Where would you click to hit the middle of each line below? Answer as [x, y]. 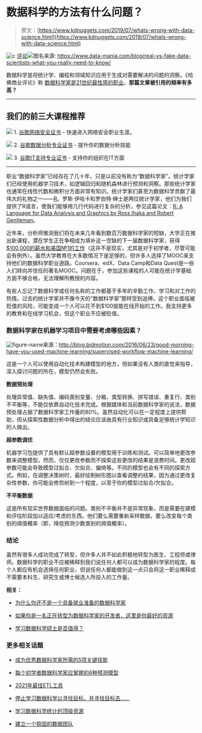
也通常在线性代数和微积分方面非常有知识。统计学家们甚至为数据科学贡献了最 [101, 191]
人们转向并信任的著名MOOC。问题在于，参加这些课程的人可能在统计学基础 [99, 270]
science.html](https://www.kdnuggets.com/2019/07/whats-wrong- [103, 37]
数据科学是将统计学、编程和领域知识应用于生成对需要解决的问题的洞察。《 [97, 75]
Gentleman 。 [23, 220]
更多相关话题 [25, 646]
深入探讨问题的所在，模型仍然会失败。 [54, 371]
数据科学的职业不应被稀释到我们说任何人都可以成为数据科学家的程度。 [103, 562]
